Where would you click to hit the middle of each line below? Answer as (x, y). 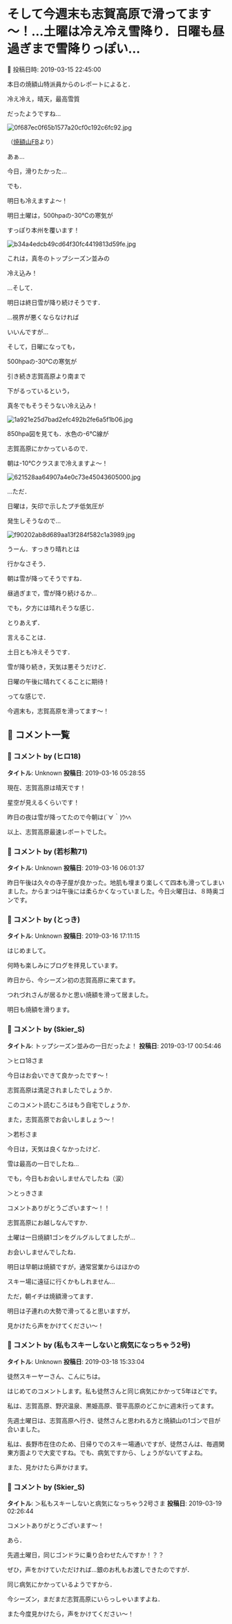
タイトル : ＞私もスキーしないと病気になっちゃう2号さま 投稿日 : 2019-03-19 (115, 1503)
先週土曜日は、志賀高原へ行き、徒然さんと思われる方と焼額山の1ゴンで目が (114, 1420)
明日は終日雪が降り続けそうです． (56, 302)
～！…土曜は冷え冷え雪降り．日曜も (110, 32)
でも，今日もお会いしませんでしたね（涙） (67, 1178)
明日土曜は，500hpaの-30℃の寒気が (60, 215)
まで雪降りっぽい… (86, 49)
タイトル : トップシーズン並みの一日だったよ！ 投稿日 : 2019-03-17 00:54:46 (114, 1046)
